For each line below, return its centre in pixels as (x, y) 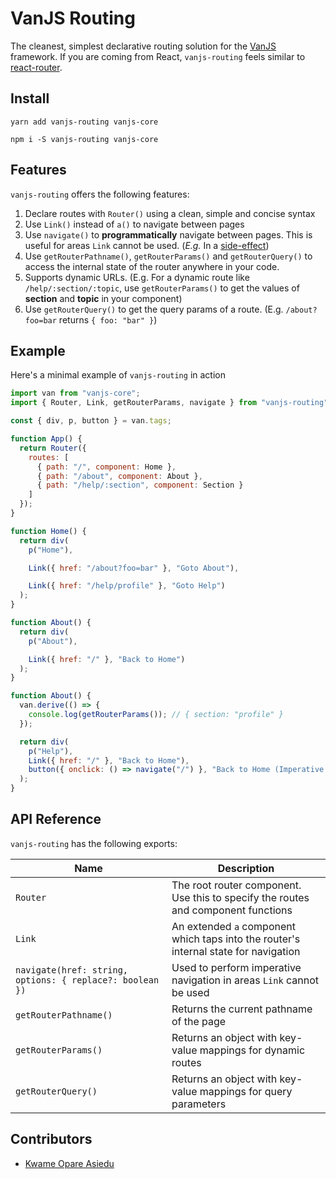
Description (246, 868)
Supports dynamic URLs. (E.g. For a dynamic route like (137, 277)
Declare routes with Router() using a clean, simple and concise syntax (170, 213)
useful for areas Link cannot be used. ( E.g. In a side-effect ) (147, 245)
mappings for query (246, 1091)
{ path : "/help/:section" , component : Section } (140, 485)
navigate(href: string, (72, 970)
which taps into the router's (236, 939)
